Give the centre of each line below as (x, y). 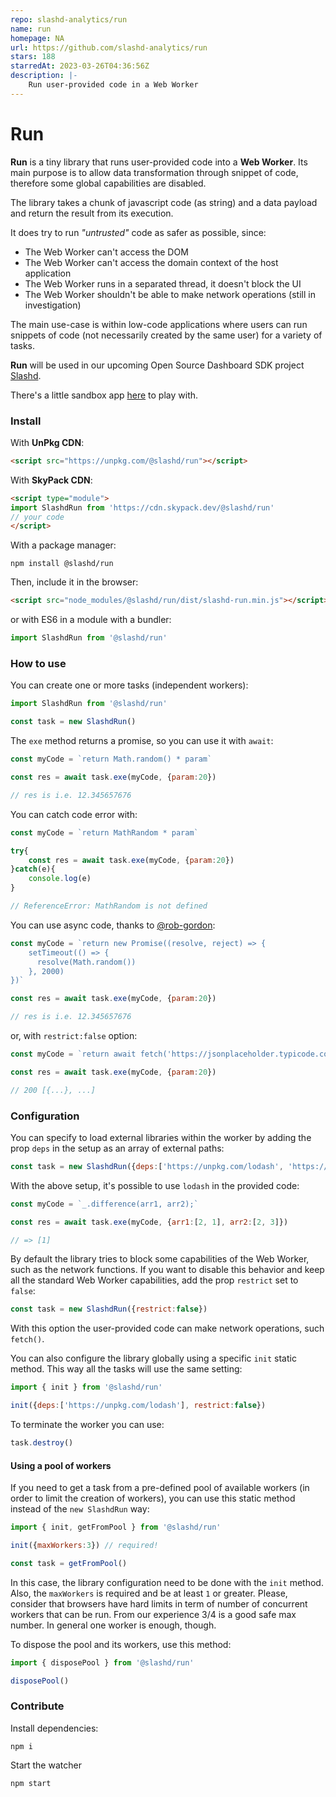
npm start (31, 1783)
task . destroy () (42, 1443)
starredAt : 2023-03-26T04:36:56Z (80, 66)
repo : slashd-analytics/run (69, 19)
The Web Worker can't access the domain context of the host (151, 262)
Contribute (37, 1706)
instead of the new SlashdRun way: (80, 1509)
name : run (31, 29)
